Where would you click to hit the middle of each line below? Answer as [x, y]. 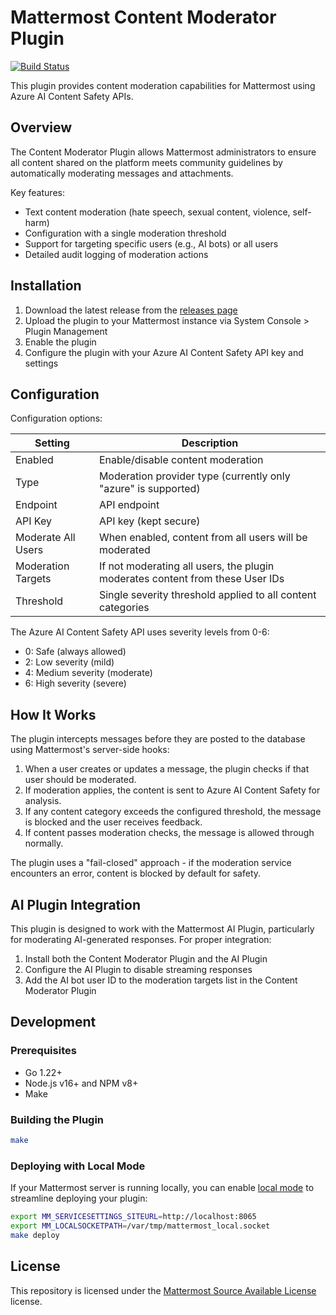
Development [53, 1022]
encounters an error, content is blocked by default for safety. [136, 873]
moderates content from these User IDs [191, 579]
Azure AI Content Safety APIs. [72, 96]
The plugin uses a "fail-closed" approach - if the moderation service [151, 863]
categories [124, 608]
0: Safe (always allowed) [75, 652]
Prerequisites [43, 1051]
